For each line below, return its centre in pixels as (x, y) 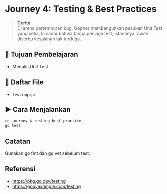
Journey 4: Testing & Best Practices (81, 9)
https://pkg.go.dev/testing (39, 181)
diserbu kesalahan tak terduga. (49, 39)
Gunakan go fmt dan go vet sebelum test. (48, 153)
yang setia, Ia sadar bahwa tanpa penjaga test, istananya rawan (83, 33)
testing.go (24, 95)
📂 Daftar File (24, 82)
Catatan (18, 141)
